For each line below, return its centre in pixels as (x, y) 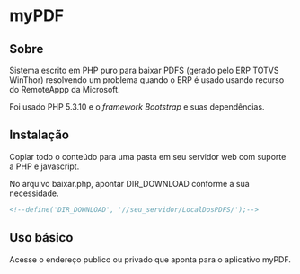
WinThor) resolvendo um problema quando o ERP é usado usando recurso (147, 80)
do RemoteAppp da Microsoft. (65, 89)
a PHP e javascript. (44, 166)
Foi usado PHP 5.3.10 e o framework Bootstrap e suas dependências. (137, 107)
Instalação (40, 135)
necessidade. (34, 193)
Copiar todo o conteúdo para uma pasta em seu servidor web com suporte (148, 156)
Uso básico (41, 238)
